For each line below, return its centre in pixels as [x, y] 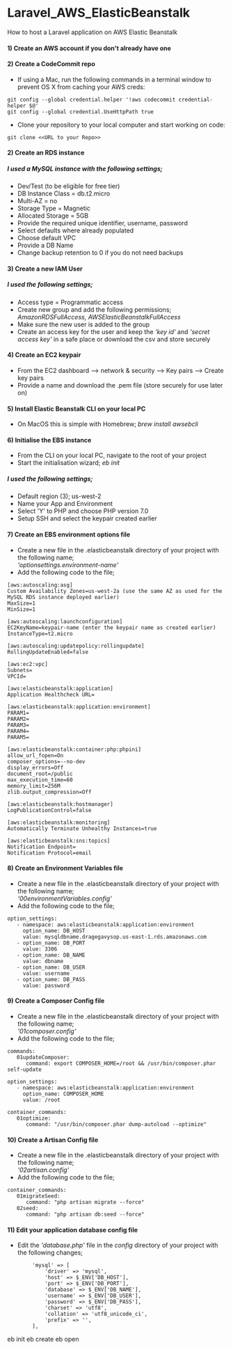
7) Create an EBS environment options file [69, 534]
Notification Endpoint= [42, 847]
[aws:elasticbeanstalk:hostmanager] [60, 804]
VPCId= [17, 676]
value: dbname [43, 961]
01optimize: [34, 1118]
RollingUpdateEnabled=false [48, 652]
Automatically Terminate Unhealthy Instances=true [82, 828]
